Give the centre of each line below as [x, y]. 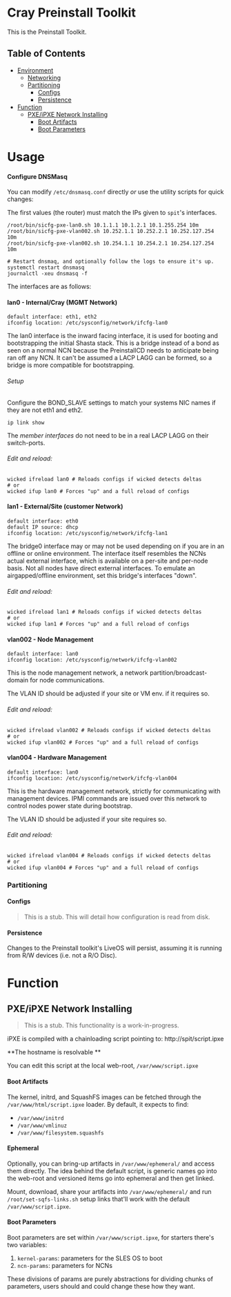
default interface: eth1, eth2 [52, 317]
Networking [44, 77]
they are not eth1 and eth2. [45, 410]
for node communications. [67, 680]
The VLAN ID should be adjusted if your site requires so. [87, 819]
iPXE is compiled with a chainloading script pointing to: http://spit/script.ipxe [115, 1039]
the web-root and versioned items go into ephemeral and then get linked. [111, 1178]
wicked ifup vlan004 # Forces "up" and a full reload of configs [103, 868]
